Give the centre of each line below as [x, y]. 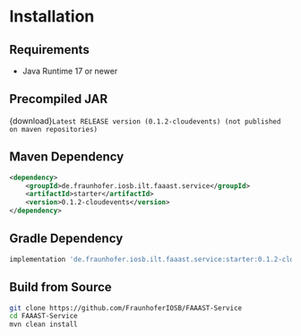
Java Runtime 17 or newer [70, 71]
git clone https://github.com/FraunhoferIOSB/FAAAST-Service [126, 308]
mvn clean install [43, 324]
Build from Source [60, 287]
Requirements [49, 50]
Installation [52, 17]
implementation [38, 259]
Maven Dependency [67, 157]
